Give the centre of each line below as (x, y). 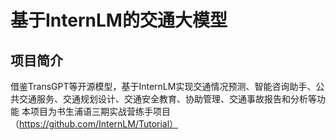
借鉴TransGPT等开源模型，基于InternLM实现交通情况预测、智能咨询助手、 (163, 86)
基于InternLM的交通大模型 (119, 20)
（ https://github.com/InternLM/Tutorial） (94, 124)
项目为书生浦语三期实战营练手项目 (100, 111)
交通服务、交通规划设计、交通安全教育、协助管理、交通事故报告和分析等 (167, 99)
